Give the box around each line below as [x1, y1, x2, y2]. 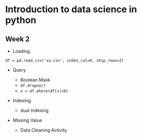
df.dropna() [20, 83, 46, 88]
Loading [12, 48, 30, 54]
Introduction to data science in [5, 4, 137, 15]
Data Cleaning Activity [20, 127, 67, 133]
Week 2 [5, 35, 30, 43]
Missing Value [12, 117, 42, 123]
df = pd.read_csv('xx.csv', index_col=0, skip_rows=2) [5, 58, 124, 63]
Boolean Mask [20, 77, 50, 82]
